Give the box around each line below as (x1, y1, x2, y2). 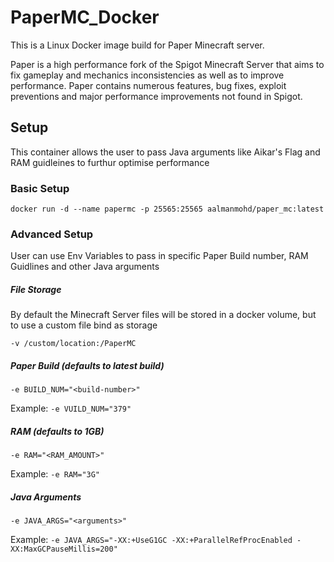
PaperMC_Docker (10, 6, 160, 29)
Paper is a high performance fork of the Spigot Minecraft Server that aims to (10, 58, 325, 70)
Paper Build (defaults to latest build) (10, 359, 165, 371)
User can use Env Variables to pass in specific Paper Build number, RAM (10, 250, 309, 262)
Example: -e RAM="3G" (10, 468, 101, 480)
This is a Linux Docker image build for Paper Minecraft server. (10, 39, 265, 51)
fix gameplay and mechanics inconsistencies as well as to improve (10, 69, 285, 81)
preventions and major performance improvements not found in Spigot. (10, 90, 303, 102)
